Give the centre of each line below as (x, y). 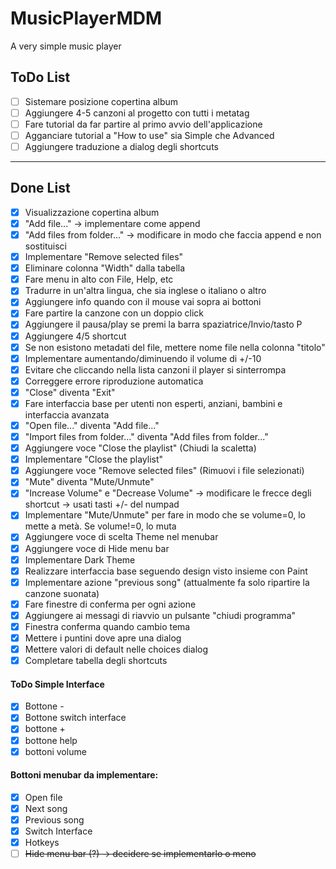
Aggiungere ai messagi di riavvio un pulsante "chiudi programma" (160, 615)
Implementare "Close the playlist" (94, 459)
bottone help (51, 740)
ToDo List (40, 77)
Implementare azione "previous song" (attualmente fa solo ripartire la (167, 582)
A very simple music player (66, 46)
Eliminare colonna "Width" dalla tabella (105, 268)
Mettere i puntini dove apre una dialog (103, 638)
